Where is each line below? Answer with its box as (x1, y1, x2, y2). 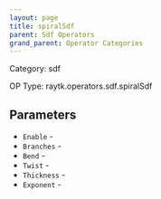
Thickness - (22, 169, 66, 181)
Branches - (22, 141, 62, 152)
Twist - (22, 160, 50, 171)
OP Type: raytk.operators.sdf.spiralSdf (9, 81, 153, 91)
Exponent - (22, 179, 62, 190)
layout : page (9, 13, 59, 23)
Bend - (22, 150, 45, 161)
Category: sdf (9, 63, 62, 74)
